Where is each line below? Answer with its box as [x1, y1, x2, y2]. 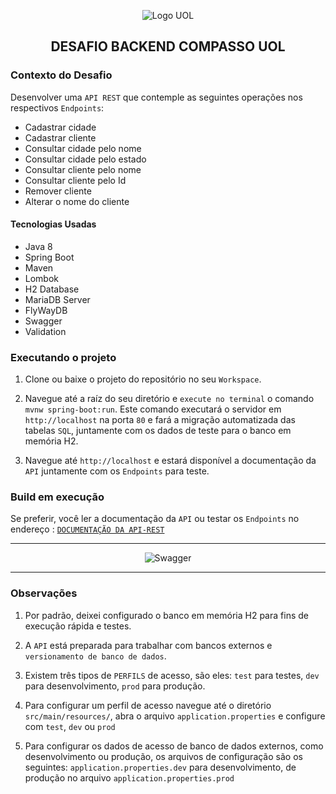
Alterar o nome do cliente [24, 195, 130, 207]
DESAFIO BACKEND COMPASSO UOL [50, 38, 286, 55]
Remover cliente [24, 185, 92, 197]
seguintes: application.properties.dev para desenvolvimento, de [24, 761, 297, 773]
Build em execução [10, 490, 105, 504]
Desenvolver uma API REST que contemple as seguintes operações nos [10, 91, 303, 103]
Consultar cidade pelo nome [24, 142, 142, 154]
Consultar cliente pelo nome [24, 163, 142, 175]
